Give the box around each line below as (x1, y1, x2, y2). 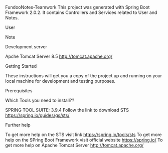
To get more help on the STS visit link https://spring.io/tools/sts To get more (5, 132, 162, 138)
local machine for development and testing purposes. (5, 78, 116, 84)
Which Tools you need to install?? (5, 97, 74, 103)
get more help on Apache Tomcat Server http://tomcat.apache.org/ (5, 142, 144, 148)
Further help (5, 122, 31, 128)
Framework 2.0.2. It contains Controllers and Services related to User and (5, 9, 157, 15)
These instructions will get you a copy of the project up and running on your (5, 73, 162, 79)
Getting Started (5, 63, 37, 69)
